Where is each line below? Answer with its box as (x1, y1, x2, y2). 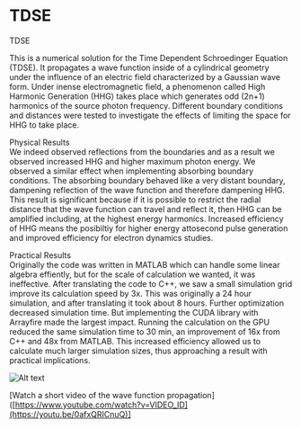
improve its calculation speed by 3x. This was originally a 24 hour (9, 288, 252, 299)
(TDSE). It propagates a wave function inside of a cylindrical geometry (9, 62, 270, 73)
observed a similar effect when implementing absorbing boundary (9, 165, 254, 176)
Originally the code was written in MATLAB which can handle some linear (9, 259, 280, 270)
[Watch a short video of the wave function (9, 389, 165, 400)
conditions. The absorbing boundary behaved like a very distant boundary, (9, 174, 286, 185)
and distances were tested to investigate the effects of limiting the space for (9, 110, 291, 120)
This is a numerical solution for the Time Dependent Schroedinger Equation (9, 52, 288, 63)
